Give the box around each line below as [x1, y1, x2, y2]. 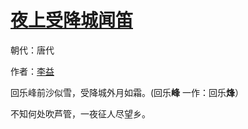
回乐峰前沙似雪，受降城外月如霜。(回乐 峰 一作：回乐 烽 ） [10, 86, 245, 98]
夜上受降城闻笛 [10, 9, 134, 32]
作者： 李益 [10, 65, 55, 77]
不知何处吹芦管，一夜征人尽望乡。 [10, 107, 151, 120]
